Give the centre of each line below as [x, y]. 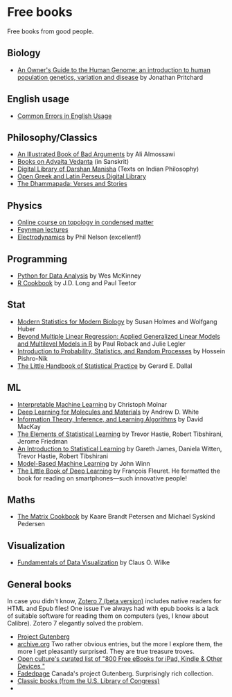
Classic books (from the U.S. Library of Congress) [88, 681]
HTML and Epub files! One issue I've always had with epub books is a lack [113, 609]
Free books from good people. [51, 31]
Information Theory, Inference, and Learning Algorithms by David [110, 419]
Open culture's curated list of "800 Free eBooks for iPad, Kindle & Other [120, 659]
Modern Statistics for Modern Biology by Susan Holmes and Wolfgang [117, 321]
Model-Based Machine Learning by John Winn [83, 463]
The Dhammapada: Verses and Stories [72, 184]
